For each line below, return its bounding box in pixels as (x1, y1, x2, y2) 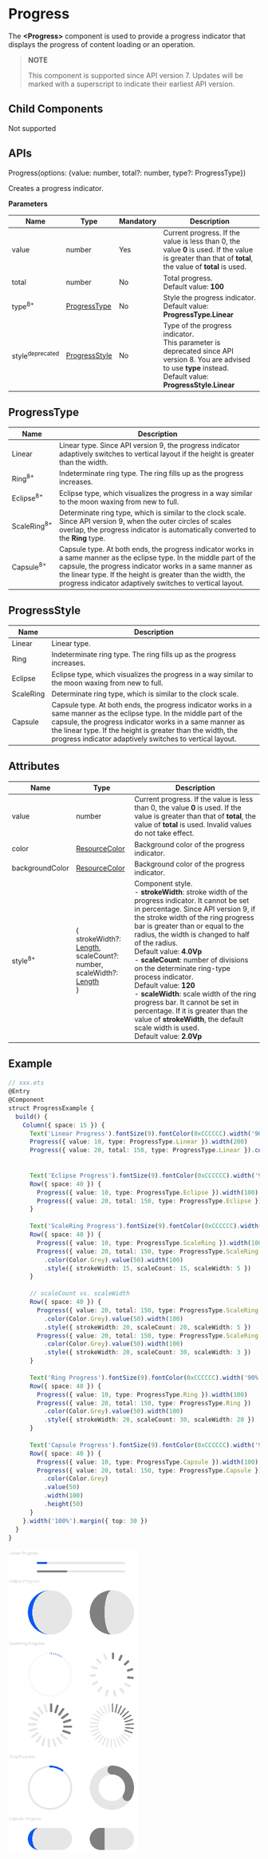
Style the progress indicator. (163, 292, 257, 302)
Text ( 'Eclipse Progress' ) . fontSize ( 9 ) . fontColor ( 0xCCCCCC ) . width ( (29, 1171, 255, 1179)
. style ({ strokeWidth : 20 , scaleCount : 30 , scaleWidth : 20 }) (43, 1416, 255, 1424)
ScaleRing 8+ (11, 520, 53, 531)
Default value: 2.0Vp (134, 1032, 203, 1040)
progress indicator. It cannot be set (134, 896, 250, 905)
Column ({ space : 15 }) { (22, 1121, 105, 1129)
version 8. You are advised (163, 355, 251, 364)
